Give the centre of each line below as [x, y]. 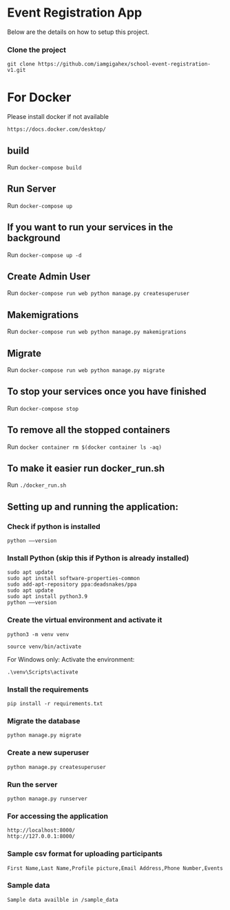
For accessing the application [58, 816]
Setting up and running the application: [93, 507]
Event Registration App [75, 13]
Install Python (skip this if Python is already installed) [98, 558]
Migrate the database [44, 721]
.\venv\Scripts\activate [43, 672]
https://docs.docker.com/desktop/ [57, 129]
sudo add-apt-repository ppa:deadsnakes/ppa [72, 585]
